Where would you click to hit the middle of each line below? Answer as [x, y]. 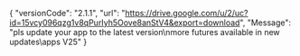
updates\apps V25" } [48, 42]
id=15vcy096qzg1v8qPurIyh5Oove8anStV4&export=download [125, 23]
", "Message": [265, 23]
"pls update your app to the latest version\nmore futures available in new [145, 32]
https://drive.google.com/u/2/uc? [187, 13]
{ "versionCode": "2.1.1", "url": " [67, 13]
